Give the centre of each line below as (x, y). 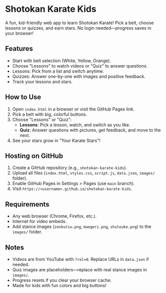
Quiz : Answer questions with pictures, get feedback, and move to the (90, 130)
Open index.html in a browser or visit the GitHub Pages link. (73, 109)
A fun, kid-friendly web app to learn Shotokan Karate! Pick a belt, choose (80, 23)
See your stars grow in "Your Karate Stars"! (56, 140)
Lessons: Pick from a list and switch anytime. (58, 71)
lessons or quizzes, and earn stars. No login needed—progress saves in (78, 28)
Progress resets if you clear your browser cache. (62, 280)
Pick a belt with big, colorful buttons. (50, 114)
